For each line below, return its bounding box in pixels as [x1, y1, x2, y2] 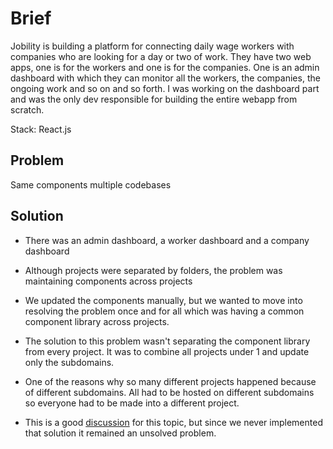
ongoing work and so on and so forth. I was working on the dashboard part [10, 82, 320, 94]
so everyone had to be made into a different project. [24, 397, 240, 409]
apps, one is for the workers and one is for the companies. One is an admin [10, 61, 320, 73]
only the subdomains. [24, 356, 115, 368]
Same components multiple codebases [10, 178, 172, 191]
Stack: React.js [10, 123, 72, 135]
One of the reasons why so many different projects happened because [24, 375, 317, 387]
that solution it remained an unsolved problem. [24, 427, 217, 439]
